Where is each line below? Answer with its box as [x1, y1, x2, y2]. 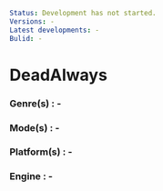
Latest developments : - [9, 25, 100, 35]
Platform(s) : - [9, 146, 73, 158]
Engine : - [9, 170, 53, 183]
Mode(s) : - [9, 121, 60, 134]
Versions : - [9, 16, 55, 26]
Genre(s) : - [9, 96, 62, 109]
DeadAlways [9, 65, 107, 85]
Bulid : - [9, 34, 43, 43]
